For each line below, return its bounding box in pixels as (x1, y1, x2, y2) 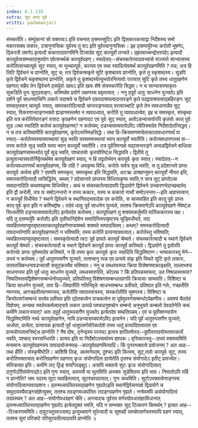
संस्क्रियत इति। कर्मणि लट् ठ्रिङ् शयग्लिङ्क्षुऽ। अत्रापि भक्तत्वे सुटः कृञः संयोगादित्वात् (6, 362, 161, 369)
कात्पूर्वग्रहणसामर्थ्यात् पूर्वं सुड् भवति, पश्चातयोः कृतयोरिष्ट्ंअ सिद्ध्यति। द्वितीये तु (6, 149, 148, 156)
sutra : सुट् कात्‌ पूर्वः (6, 14, 47, 20)
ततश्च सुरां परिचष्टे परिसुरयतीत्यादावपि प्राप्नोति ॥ (6, 415, 96, 422)
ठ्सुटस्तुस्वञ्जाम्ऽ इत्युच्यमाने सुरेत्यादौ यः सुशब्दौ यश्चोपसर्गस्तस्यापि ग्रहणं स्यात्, (39, 408, 184, 416)
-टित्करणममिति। (6, 408, 38, 416)
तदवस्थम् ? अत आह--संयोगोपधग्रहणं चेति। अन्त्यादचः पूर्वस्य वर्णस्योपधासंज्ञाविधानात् (6, 395, 161, 402)
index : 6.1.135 (6, 8, 44, 15)
